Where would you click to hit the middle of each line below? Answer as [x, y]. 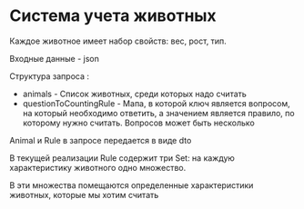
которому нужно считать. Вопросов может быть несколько [138, 123]
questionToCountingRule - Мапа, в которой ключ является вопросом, [156, 103]
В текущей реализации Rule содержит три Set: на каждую [122, 158]
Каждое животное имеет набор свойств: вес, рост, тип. [118, 41]
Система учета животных [113, 16]
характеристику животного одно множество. [98, 167]
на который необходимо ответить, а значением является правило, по [158, 113]
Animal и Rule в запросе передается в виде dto [101, 140]
